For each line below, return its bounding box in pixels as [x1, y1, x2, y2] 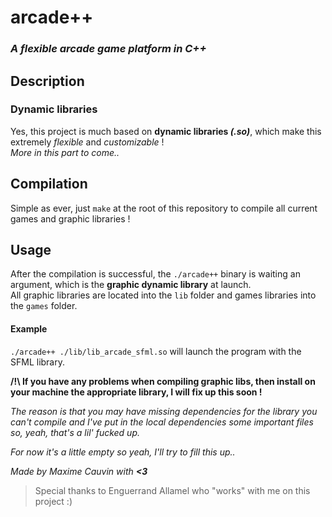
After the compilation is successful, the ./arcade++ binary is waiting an [10, 268, 301, 280]
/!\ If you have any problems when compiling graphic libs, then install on [10, 375, 316, 387]
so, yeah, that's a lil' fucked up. [10, 426, 141, 438]
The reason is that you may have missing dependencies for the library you [10, 405, 318, 417]
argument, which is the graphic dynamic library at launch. [10, 279, 252, 291]
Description [10, 72, 85, 90]
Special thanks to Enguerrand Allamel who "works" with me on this [34, 484, 311, 496]
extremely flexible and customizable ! [10, 136, 165, 148]
